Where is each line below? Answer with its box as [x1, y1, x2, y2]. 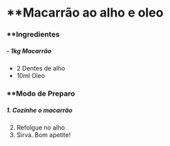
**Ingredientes [6, 30, 60, 39]
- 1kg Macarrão [6, 46, 52, 55]
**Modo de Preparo [6, 89, 75, 98]
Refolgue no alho [16, 123, 65, 131]
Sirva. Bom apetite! [16, 130, 71, 139]
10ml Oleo [16, 71, 46, 80]
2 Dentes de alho [16, 64, 66, 73]
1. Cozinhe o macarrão [6, 106, 73, 114]
